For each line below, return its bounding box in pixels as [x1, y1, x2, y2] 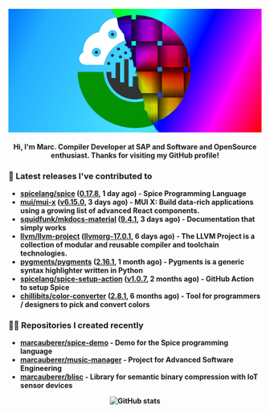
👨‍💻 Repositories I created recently [8, 320, 144, 331]
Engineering [19, 363, 63, 374]
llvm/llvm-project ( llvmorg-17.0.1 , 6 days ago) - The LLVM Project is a [19, 231, 256, 241]
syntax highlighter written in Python [19, 266, 143, 276]
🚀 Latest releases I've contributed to [8, 170, 153, 182]
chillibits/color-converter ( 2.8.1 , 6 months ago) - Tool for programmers [19, 291, 261, 301]
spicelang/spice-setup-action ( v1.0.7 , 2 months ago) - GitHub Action [19, 274, 255, 284]
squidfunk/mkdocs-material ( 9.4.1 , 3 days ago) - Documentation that [19, 215, 256, 224]
